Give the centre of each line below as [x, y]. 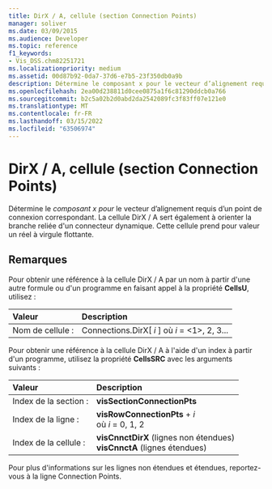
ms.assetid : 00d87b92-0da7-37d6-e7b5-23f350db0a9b [96, 76]
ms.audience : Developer [49, 38]
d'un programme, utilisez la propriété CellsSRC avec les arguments [121, 359]
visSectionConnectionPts [146, 401]
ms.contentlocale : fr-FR [50, 114]
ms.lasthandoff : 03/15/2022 [56, 121]
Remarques [38, 260]
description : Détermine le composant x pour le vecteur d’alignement [128, 83]
